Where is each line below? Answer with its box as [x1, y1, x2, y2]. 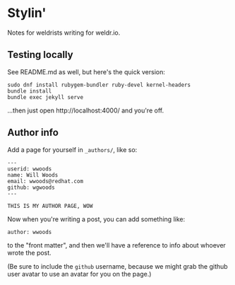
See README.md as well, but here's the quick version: [7, 67, 166, 76]
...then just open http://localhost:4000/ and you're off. [7, 106, 164, 115]
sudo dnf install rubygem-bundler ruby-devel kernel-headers [7, 81, 191, 88]
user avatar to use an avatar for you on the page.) [7, 269, 152, 278]
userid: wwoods [7, 165, 52, 173]
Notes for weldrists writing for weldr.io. [7, 28, 121, 37]
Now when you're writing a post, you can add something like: [7, 214, 186, 223]
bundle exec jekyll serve [7, 93, 83, 100]
